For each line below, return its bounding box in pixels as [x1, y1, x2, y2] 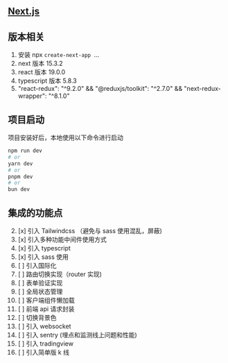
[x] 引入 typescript [17, 244, 71, 252]
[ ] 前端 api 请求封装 [17, 305, 75, 313]
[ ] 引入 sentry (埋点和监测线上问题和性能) [17, 330, 137, 339]
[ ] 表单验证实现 [17, 278, 63, 287]
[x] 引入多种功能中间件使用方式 [17, 235, 107, 244]
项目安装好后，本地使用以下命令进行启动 [8, 133, 123, 142]
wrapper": [17, 92, 47, 100]
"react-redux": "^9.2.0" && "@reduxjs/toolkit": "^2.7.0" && [17, 85, 183, 93]
